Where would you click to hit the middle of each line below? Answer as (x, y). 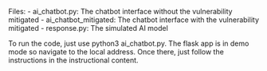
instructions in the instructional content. (73, 60)
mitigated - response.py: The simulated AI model (88, 28)
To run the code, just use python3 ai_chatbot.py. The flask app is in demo (129, 43)
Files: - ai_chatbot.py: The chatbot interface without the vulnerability (120, 11)
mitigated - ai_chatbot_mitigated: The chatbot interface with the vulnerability (134, 20)
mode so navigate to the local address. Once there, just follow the (116, 52)
